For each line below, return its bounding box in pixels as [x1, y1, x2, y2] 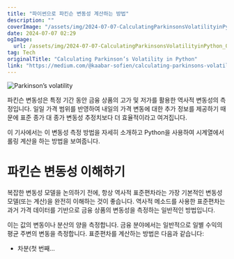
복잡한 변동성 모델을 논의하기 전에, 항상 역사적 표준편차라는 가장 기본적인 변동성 [7, 188, 223, 196]
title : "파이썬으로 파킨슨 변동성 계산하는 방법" [7, 10, 130, 17]
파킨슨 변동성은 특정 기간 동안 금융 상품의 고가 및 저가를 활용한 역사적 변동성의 [7, 96, 219, 104]
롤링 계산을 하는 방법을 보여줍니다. [7, 137, 100, 145]
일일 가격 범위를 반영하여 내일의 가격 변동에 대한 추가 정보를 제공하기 [33, 104, 219, 112]
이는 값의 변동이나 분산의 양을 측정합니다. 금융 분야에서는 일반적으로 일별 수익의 [7, 221, 223, 229]
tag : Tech [7, 50, 36, 57]
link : [7, 62, 23, 69]
